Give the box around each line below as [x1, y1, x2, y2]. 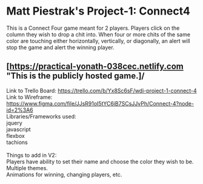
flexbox [6, 132, 25, 139]
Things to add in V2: [6, 151, 57, 158]
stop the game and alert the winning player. [6, 44, 115, 51]
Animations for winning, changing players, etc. [6, 171, 122, 178]
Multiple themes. [6, 164, 48, 171]
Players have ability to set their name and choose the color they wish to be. [6, 158, 194, 165]
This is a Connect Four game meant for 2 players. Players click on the [6, 24, 180, 32]
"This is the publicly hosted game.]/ [6, 71, 145, 81]
